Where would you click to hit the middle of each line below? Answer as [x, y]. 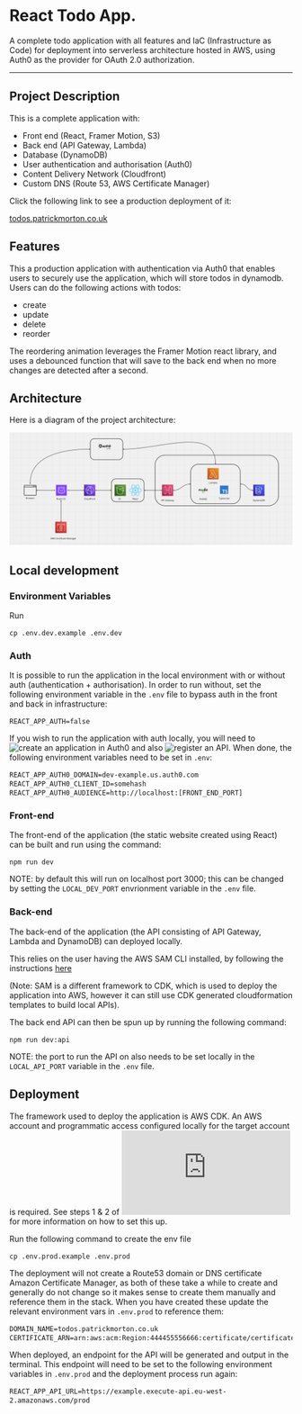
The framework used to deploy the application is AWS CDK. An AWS [136, 1116]
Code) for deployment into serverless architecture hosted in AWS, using [142, 50]
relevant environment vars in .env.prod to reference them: [117, 1311]
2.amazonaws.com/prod [50, 1400]
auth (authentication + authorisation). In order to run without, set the [136, 685]
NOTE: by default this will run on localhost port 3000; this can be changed [147, 879]
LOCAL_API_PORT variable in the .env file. [82, 1066]
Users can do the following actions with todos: [95, 287]
